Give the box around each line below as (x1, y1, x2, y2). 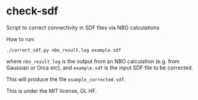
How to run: (6, 35, 35, 43)
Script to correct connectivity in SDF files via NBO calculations (6, 24, 160, 31)
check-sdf (6, 4, 58, 18)
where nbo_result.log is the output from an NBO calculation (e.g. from (6, 57, 180, 65)
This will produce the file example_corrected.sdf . (6, 75, 126, 83)
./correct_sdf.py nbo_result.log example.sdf (6, 47, 121, 53)
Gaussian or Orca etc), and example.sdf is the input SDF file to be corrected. (6, 64, 193, 71)
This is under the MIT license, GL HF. (6, 87, 97, 94)
